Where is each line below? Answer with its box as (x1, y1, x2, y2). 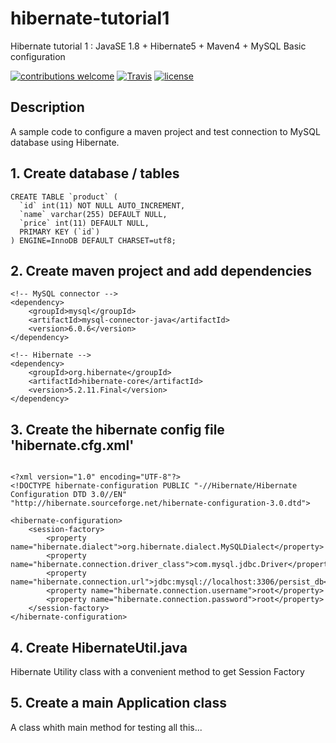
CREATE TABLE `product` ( (10, 192, 118, 202)
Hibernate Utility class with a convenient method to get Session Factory (10, 666, 305, 677)
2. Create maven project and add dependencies (10, 262, 312, 279)
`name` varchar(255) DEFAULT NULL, (19, 209, 168, 219)
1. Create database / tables (10, 165, 180, 182)
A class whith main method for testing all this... (10, 721, 203, 733)
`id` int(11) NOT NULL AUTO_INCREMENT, (19, 200, 186, 211)
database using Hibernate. (10, 136, 120, 148)
